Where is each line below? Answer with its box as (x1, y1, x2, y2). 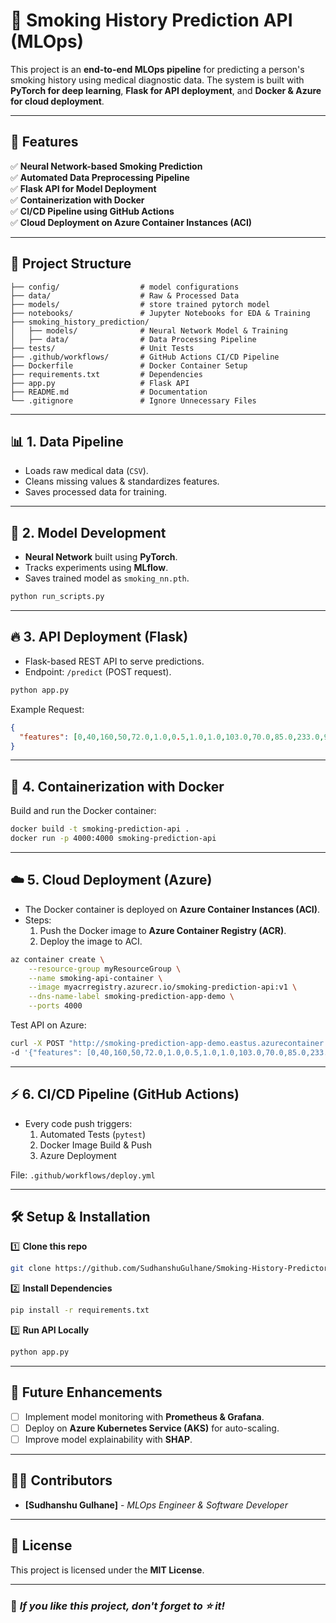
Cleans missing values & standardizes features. (24, 475, 220, 488)
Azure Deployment (39, 1149, 117, 1161)
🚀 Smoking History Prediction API (10, 9, 293, 32)
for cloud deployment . (10, 95, 105, 107)
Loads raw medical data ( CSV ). (24, 465, 149, 477)
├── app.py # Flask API (10, 378, 190, 388)
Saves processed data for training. (24, 486, 168, 498)
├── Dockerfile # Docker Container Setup (10, 360, 248, 371)
